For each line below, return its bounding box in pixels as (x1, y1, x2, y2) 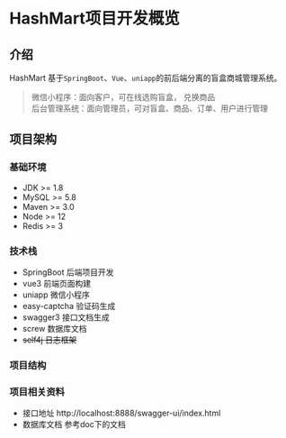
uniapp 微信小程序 (22, 289, 90, 300)
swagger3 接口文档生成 (22, 312, 110, 323)
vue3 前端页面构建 (22, 278, 92, 288)
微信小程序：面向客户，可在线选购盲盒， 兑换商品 (31, 92, 216, 102)
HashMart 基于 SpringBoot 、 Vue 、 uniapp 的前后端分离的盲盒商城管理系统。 (9, 73, 282, 83)
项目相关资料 (9, 385, 66, 397)
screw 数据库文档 (22, 323, 87, 333)
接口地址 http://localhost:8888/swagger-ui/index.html (22, 407, 221, 419)
